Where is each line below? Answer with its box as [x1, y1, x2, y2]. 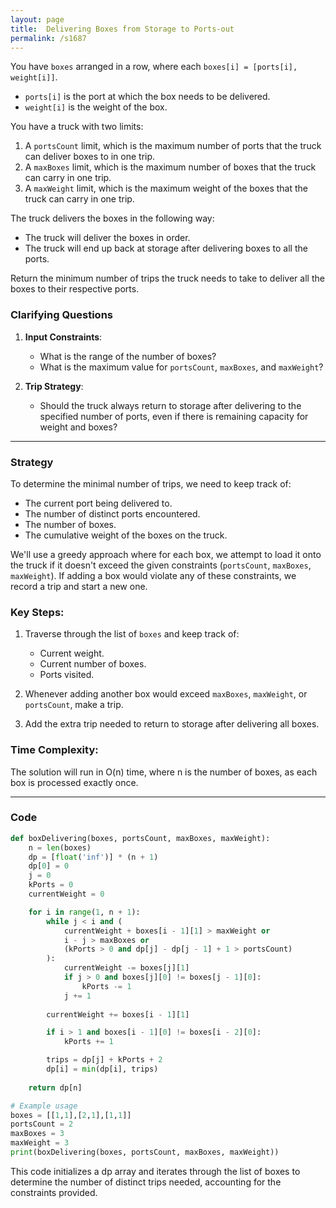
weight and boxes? [39, 421, 118, 433]
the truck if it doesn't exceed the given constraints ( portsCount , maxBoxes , [10, 559, 312, 571]
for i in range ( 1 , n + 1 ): [28, 907, 141, 917]
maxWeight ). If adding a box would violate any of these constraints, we [10, 569, 297, 581]
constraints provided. [10, 1186, 98, 1198]
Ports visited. [39, 669, 95, 681]
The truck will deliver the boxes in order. [24, 232, 191, 244]
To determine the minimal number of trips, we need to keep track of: [10, 477, 292, 490]
